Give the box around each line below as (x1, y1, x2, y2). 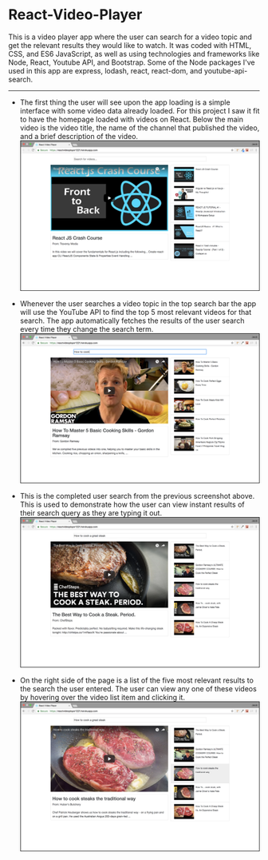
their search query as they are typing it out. (19, 508, 162, 518)
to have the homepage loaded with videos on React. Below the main (19, 114, 244, 124)
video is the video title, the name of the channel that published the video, (19, 122, 260, 133)
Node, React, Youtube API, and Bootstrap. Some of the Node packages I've (8, 58, 255, 67)
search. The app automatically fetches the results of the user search (19, 316, 245, 325)
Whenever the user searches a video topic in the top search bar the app (19, 298, 257, 309)
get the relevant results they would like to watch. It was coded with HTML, (8, 40, 252, 50)
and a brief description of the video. (19, 131, 138, 141)
